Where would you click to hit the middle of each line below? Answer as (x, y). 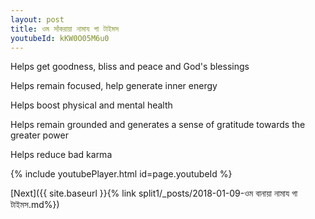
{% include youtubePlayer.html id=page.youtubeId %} (121, 174)
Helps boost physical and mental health (91, 105)
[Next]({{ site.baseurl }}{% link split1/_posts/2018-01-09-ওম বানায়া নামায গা (154, 193)
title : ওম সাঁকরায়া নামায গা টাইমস (64, 29)
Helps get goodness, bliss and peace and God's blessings (130, 67)
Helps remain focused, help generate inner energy (114, 86)
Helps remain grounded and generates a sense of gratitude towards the (158, 125)
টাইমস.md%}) (35, 205)
